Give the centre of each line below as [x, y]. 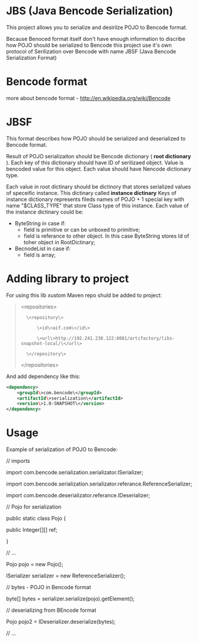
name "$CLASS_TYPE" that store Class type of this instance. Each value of [98, 205]
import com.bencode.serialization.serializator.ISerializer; [75, 472]
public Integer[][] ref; [32, 530]
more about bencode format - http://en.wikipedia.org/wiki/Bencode [88, 98]
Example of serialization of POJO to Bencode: [62, 449]
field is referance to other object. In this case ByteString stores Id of [106, 236]
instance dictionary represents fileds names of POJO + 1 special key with [95, 199]
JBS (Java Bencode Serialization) [90, 11]
